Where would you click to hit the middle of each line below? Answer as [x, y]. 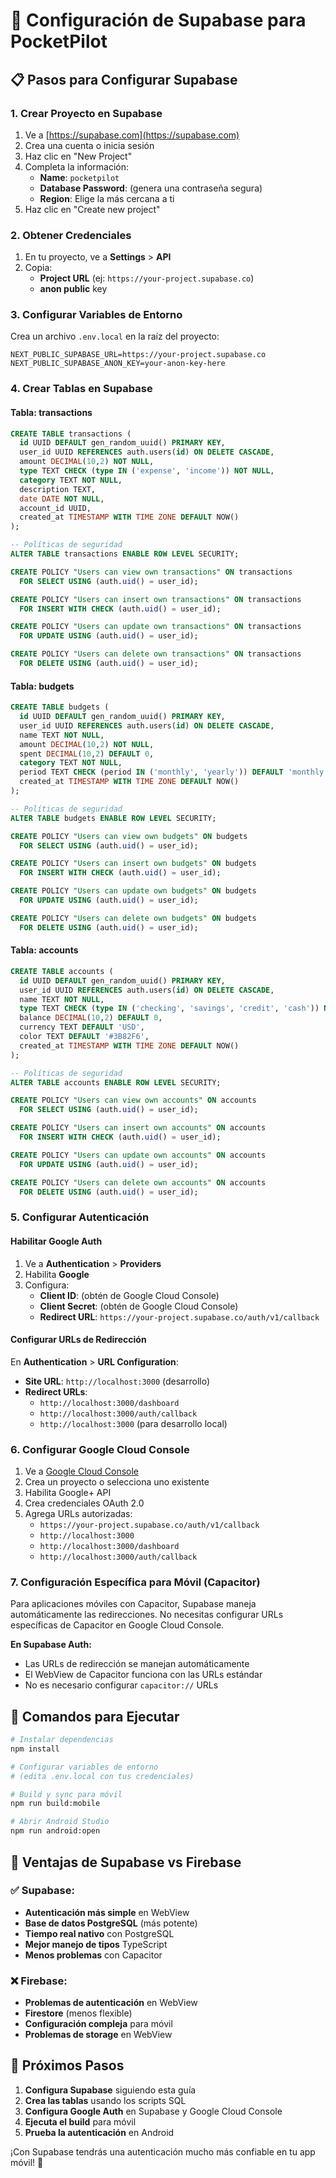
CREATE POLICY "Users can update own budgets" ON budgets [133, 891]
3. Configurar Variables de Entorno [96, 315]
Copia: [38, 268]
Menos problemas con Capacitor [93, 1955]
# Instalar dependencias [62, 1740]
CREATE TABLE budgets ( [60, 707]
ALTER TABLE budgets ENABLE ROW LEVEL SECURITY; [113, 818]
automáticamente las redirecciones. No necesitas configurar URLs [147, 1615]
